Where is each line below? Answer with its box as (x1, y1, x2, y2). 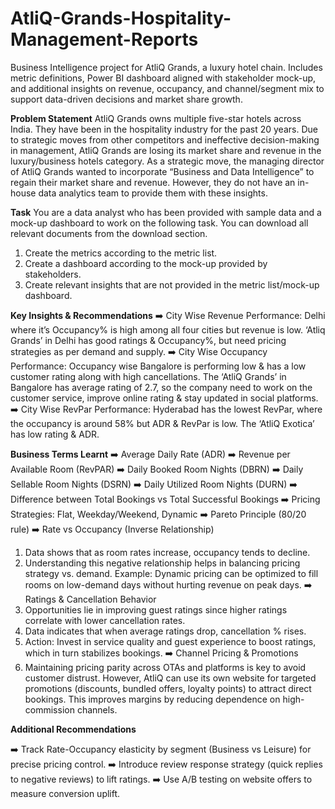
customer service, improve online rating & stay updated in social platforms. (10, 392, 319, 404)
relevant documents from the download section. (10, 227, 208, 239)
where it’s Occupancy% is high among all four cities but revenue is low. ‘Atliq (10, 323, 326, 336)
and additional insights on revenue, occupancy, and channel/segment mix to (10, 82, 325, 94)
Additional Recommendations (10, 723, 137, 735)
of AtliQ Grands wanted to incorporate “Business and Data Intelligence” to (10, 165, 315, 177)
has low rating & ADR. (10, 428, 100, 440)
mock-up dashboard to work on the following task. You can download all (10, 217, 309, 229)
